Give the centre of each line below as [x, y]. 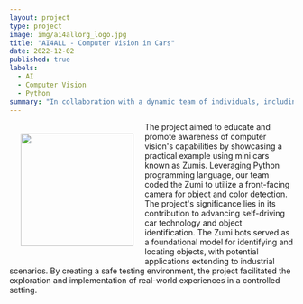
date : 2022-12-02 [42, 51]
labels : [24, 69]
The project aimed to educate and [207, 127]
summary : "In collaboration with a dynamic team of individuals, [134, 101]
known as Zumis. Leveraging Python [212, 166]
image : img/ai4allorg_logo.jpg [68, 34]
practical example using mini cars [207, 156]
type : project [36, 26]
